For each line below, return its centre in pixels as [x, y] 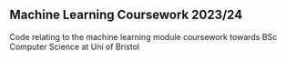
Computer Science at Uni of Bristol [74, 46]
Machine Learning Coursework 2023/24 [126, 15]
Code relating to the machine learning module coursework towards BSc [143, 36]
